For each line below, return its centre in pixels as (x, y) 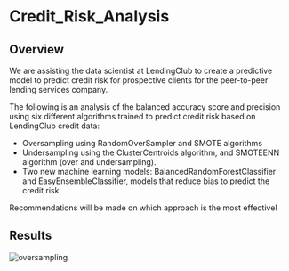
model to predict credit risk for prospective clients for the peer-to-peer (139, 80)
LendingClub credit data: (55, 126)
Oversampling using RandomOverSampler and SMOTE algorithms (142, 143)
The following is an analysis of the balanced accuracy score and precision (145, 107)
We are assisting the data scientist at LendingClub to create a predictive (141, 70)
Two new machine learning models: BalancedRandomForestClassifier (149, 172)
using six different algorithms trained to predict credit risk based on (132, 116)
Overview (37, 49)
